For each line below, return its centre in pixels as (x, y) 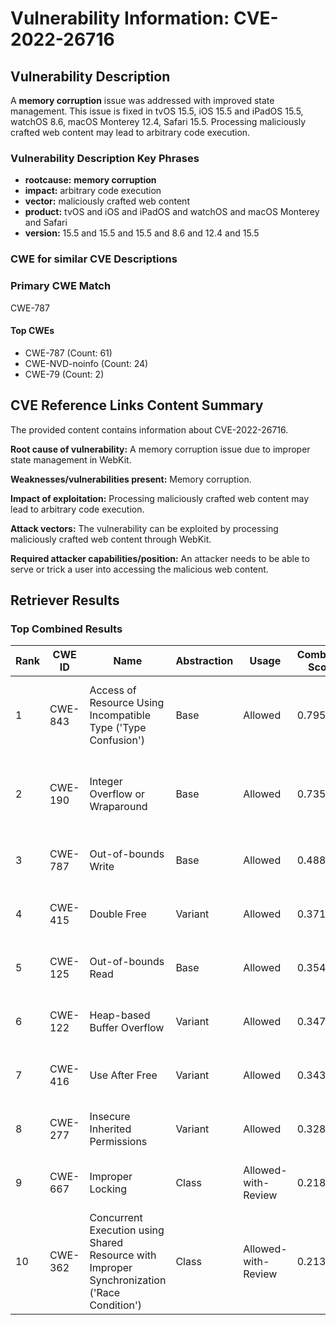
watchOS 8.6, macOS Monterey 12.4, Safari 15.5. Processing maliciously (158, 121)
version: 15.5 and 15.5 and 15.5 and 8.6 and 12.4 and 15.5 (142, 233)
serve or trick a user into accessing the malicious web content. (139, 569)
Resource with (123, 1255)
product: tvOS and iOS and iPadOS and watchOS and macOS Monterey (172, 212)
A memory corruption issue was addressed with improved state (142, 100)
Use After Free (123, 1075)
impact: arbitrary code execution (93, 191)
